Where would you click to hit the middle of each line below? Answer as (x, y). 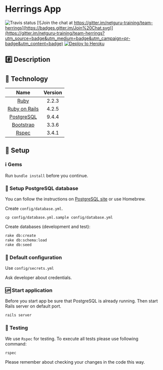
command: (16, 344)
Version (53, 93)
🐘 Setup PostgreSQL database (42, 188)
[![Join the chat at (55, 23)
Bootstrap (23, 125)
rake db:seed (18, 245)
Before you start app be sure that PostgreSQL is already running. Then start (81, 301)
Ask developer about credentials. (39, 278)
